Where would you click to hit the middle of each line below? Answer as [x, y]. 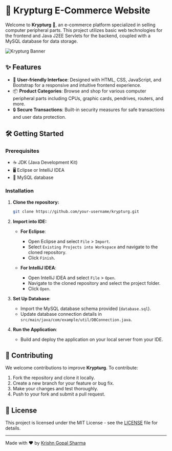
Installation [20, 191]
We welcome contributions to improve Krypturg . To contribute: [72, 368]
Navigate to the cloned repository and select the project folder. [94, 283]
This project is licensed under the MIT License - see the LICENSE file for [81, 423]
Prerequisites [22, 151]
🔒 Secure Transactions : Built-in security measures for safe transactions [89, 110]
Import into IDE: [30, 221]
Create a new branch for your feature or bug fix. [63, 383]
